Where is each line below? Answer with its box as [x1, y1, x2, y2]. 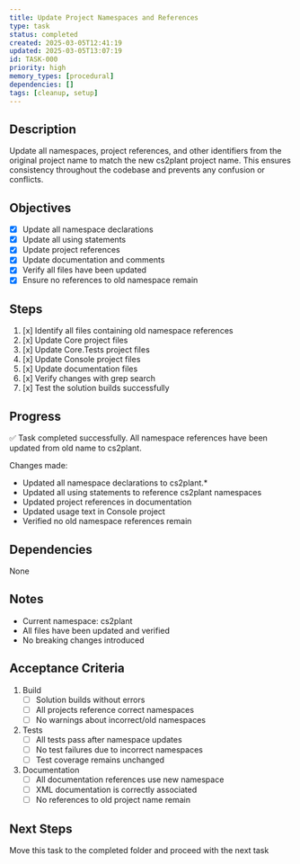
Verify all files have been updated [22, 264, 146, 275]
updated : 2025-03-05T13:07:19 [9, 47, 123, 56]
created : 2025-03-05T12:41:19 [9, 38, 123, 48]
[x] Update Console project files [22, 354, 141, 365]
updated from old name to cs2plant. [9, 442, 142, 454]
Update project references [22, 245, 120, 255]
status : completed [9, 30, 78, 39]
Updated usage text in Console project [22, 506, 166, 517]
